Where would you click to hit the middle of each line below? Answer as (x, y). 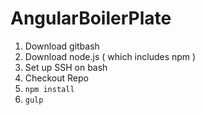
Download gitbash (62, 46)
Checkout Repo (56, 78)
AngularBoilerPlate (91, 18)
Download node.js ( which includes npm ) (110, 56)
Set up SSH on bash (66, 67)
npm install (49, 89)
